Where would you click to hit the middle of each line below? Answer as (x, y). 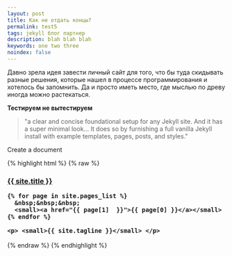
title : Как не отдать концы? (49, 20)
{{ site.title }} (30, 181)
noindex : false (29, 53)
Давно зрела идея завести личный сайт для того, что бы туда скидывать (115, 72)
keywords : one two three (43, 46)
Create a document (35, 150)
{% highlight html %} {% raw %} (53, 163)
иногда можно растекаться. (49, 94)
